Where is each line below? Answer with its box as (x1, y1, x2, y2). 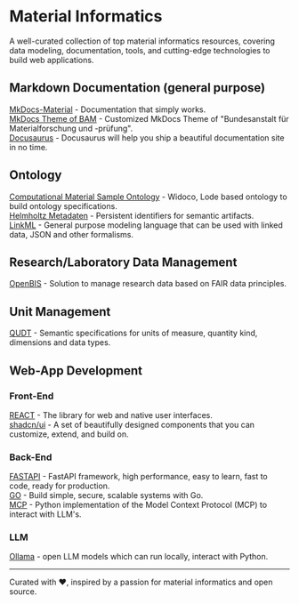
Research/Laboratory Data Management (9, 254, 238, 270)
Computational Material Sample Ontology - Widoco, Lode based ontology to (9, 191, 287, 202)
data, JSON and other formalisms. (9, 229, 133, 239)
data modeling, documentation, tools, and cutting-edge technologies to (9, 44, 271, 55)
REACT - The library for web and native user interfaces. (9, 409, 214, 420)
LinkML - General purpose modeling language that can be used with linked (9, 220, 283, 230)
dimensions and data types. (9, 337, 111, 348)
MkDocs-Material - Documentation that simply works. (9, 104, 206, 115)
